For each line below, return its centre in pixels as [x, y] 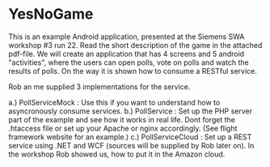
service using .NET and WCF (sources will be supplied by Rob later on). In [131, 145]
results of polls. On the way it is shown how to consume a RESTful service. [133, 71]
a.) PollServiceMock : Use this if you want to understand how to [114, 102]
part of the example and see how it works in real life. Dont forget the [122, 119]
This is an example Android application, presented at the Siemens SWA [127, 36]
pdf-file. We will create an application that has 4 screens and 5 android [127, 54]
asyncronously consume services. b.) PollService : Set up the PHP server [131, 111]
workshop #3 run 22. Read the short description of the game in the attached [135, 45]
